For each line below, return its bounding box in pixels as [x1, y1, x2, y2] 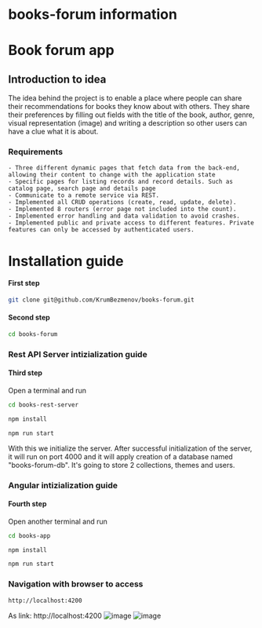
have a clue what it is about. [8, 127, 99, 137]
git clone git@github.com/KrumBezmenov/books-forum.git [8, 296, 195, 304]
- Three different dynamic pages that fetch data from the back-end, [8, 164, 241, 172]
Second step [8, 312, 51, 323]
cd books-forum [8, 330, 58, 338]
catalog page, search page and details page [8, 184, 156, 193]
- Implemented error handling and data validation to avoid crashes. [8, 212, 241, 221]
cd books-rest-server [8, 400, 79, 409]
